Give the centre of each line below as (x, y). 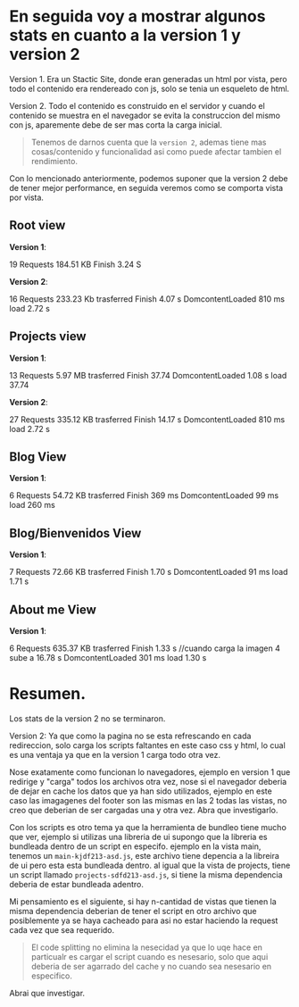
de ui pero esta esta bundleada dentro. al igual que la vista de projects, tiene (150, 865)
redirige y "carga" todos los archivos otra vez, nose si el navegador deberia (148, 781)
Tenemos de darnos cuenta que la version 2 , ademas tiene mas (149, 142)
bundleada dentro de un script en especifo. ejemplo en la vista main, (135, 846)
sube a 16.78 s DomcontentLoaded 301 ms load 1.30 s (108, 657)
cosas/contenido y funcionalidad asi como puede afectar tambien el (156, 151)
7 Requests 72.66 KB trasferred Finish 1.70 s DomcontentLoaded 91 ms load (149, 572)
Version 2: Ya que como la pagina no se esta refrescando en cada (130, 736)
